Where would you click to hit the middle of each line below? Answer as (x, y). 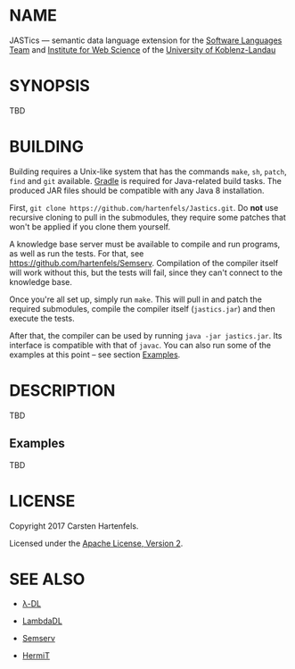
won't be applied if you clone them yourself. (90, 226)
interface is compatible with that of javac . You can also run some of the (140, 345)
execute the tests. (42, 318)
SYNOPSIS (50, 86)
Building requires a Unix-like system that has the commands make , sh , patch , (148, 171)
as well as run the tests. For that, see (77, 253)
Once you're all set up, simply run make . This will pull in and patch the (136, 299)
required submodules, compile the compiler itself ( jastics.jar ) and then (142, 308)
